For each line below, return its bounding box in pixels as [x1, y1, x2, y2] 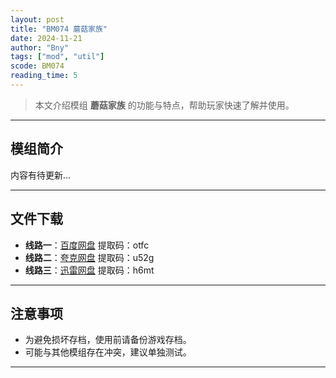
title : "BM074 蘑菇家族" [10, 24, 108, 34]
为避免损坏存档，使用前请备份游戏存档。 [24, 334, 192, 346]
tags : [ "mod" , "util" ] [10, 52, 105, 62]
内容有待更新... [10, 169, 72, 181]
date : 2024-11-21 [10, 33, 83, 43]
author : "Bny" [10, 42, 70, 53]
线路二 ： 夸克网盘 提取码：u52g [24, 251, 155, 263]
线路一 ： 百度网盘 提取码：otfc [24, 239, 150, 251]
